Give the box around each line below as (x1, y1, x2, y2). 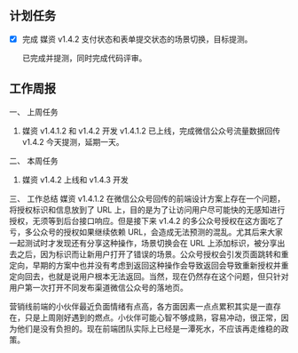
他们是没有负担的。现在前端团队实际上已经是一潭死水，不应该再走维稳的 (16, 323, 281, 333)
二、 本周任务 (9, 155, 59, 166)
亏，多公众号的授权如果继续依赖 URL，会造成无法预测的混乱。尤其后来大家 (9, 226, 284, 237)
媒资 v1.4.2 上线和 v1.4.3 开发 (21, 174, 129, 185)
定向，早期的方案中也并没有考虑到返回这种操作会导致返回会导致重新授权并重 (9, 260, 289, 270)
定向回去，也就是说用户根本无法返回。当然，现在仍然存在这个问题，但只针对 (9, 270, 289, 282)
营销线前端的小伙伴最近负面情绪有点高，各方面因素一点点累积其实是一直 (9, 301, 273, 311)
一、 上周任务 (9, 106, 59, 117)
